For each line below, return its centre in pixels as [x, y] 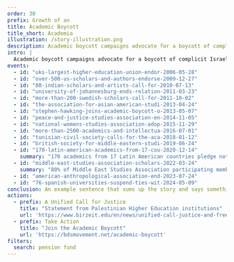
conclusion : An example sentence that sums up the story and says [106, 189]
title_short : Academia [40, 33]
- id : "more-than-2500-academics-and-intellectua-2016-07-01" [106, 131]
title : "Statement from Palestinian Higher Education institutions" [121, 209]
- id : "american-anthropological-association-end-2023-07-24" [106, 176]
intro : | [20, 53]
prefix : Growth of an [39, 20]
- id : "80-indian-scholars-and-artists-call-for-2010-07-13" [104, 85]
